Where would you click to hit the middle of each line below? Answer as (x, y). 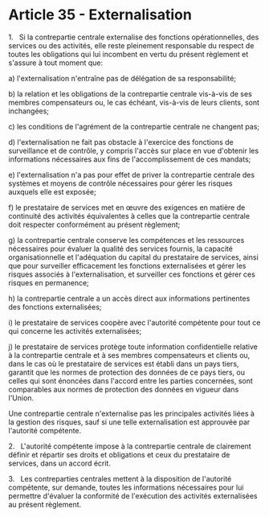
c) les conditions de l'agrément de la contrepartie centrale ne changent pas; (134, 126)
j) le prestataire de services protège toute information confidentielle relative (133, 347)
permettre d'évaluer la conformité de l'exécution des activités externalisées (133, 495)
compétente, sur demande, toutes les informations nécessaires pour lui (126, 487)
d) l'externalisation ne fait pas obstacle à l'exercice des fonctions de (121, 142)
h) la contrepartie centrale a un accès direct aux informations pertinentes (129, 298)
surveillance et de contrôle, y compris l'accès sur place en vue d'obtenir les (134, 150)
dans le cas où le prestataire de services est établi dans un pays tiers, (124, 363)
